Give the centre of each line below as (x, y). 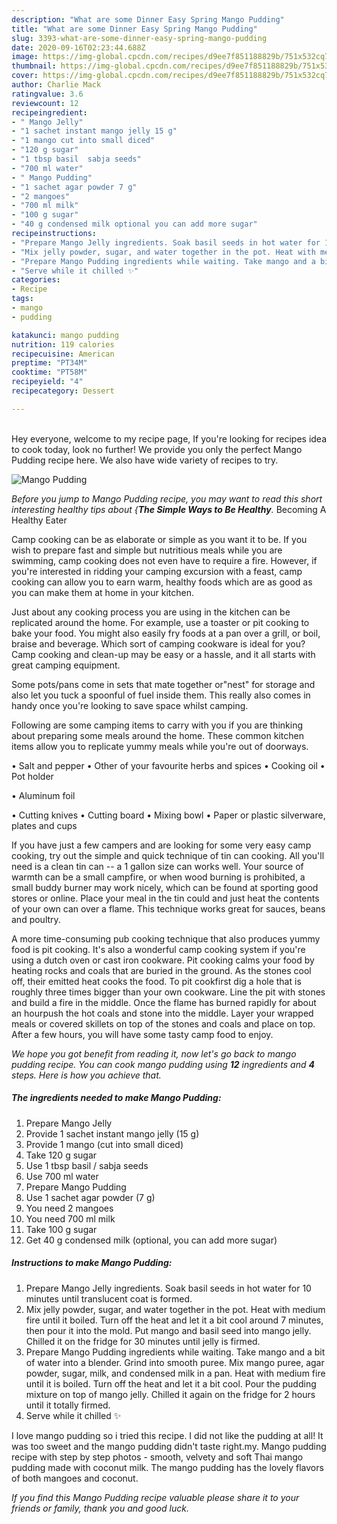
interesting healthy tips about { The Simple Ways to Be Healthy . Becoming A (169, 509)
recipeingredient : (49, 112)
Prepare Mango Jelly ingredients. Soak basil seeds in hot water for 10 (168, 1288)
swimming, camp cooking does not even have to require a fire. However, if (164, 560)
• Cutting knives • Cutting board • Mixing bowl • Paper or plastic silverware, (168, 815)
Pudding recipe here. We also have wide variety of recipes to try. (145, 460)
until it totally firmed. (68, 1405)
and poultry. (36, 919)
